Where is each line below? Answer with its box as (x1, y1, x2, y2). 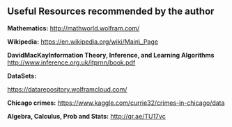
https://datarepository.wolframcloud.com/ (7, 85, 127, 93)
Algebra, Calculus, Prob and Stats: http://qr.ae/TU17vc (7, 112, 166, 120)
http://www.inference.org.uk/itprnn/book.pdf (7, 58, 136, 67)
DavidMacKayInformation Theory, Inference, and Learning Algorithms (7, 51, 215, 59)
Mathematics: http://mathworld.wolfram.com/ (7, 24, 140, 32)
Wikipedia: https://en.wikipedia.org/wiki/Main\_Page (7, 37, 159, 46)
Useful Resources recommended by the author (7, 6, 215, 17)
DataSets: (7, 71, 37, 80)
